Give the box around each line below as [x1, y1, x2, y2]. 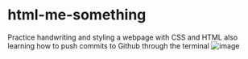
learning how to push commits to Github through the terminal [7, 40, 210, 50]
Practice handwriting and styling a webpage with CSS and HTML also [7, 32, 238, 42]
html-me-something [7, 6, 147, 24]
